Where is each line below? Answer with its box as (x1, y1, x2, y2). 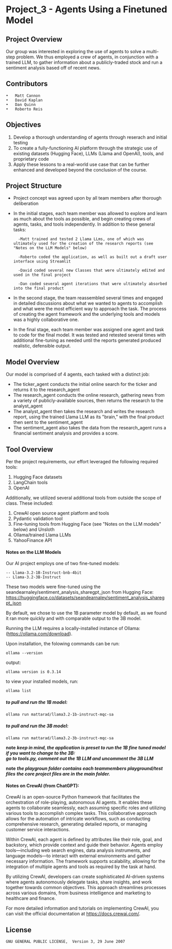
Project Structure (6, 182, 62, 190)
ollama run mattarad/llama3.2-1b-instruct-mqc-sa (6, 712, 114, 717)
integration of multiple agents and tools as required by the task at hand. (6, 864, 157, 870)
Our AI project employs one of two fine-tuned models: (6, 560, 120, 567)
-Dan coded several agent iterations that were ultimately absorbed (18, 282, 167, 287)
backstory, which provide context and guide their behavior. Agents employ (6, 842, 163, 848)
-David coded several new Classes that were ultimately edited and (18, 268, 165, 273)
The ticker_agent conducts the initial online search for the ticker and (13, 381, 157, 387)
